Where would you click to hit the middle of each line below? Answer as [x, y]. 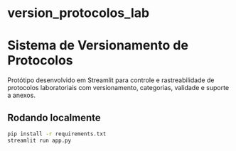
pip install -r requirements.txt [57, 134]
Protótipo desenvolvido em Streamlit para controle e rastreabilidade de [111, 80]
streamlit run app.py [39, 140]
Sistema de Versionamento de [98, 46]
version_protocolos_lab [79, 13]
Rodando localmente [54, 117]
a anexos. [21, 95]
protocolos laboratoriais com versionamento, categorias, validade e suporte [118, 88]
